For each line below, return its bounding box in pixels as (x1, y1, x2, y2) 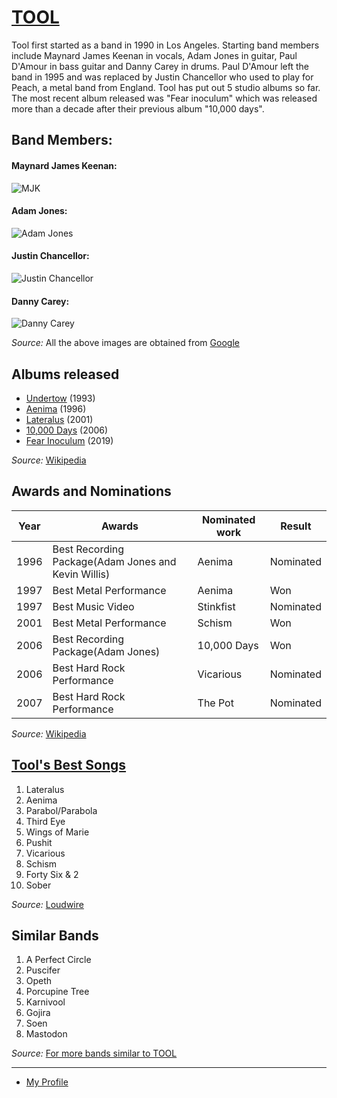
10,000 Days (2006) (25, 424, 109, 436)
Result (280, 519, 312, 533)
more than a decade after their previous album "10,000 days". (11, 102, 265, 115)
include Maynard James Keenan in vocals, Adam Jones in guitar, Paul (11, 49, 298, 61)
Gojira (25, 1007, 51, 1019)
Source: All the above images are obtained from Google (11, 337, 240, 349)
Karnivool (25, 996, 66, 1008)
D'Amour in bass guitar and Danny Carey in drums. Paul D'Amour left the (11, 60, 309, 72)
